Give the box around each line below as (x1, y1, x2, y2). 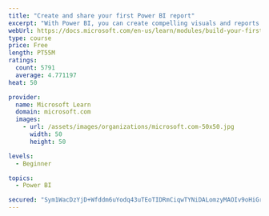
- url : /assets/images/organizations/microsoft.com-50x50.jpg (22, 123, 235, 131)
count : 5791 (15, 64, 56, 72)
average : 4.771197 (15, 71, 78, 79)
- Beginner (15, 159, 52, 168)
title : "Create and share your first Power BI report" (8, 11, 195, 20)
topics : (8, 174, 34, 182)
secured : (8, 196, 38, 204)
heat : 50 (8, 78, 38, 86)
